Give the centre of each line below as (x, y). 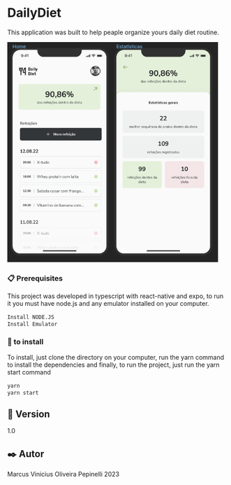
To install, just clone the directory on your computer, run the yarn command (116, 357)
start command (29, 372)
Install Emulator (32, 324)
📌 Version (29, 414)
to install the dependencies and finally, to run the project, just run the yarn (113, 365)
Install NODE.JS (31, 317)
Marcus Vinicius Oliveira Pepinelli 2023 (64, 475)
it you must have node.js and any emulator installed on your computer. (108, 304)
